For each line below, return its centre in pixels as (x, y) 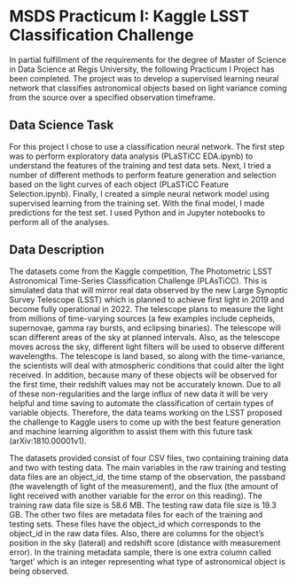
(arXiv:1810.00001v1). (48, 441)
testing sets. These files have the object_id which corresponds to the (135, 524)
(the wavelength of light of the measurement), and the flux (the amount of (144, 486)
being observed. (39, 571)
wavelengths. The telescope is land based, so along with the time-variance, (147, 355)
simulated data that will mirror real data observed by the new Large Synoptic (149, 290)
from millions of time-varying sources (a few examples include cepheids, (142, 318)
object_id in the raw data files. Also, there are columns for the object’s (137, 533)
